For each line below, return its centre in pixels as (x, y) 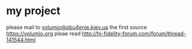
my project (33, 11)
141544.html (21, 40)
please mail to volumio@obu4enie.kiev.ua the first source (77, 27)
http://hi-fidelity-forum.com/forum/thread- (134, 33)
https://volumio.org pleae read (44, 33)
